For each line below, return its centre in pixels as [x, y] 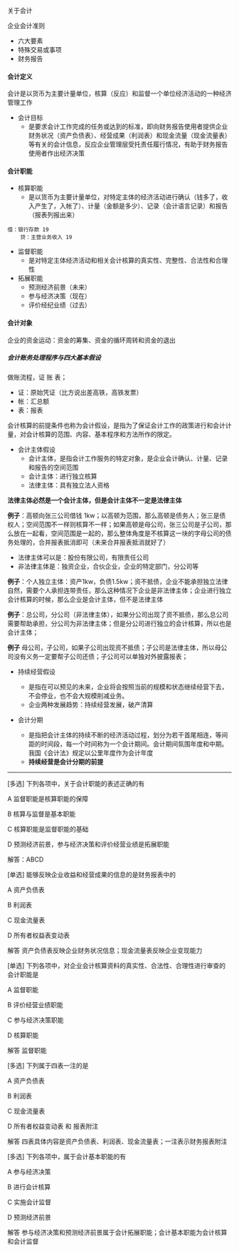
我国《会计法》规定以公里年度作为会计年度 [91, 752]
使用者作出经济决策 [57, 153]
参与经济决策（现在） [59, 296]
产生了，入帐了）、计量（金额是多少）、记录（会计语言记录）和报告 [131, 206]
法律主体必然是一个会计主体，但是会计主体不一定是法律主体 [95, 500]
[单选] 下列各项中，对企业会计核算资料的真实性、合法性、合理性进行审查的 [117, 965]
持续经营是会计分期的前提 [66, 762]
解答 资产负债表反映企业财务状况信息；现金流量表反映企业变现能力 [105, 950]
